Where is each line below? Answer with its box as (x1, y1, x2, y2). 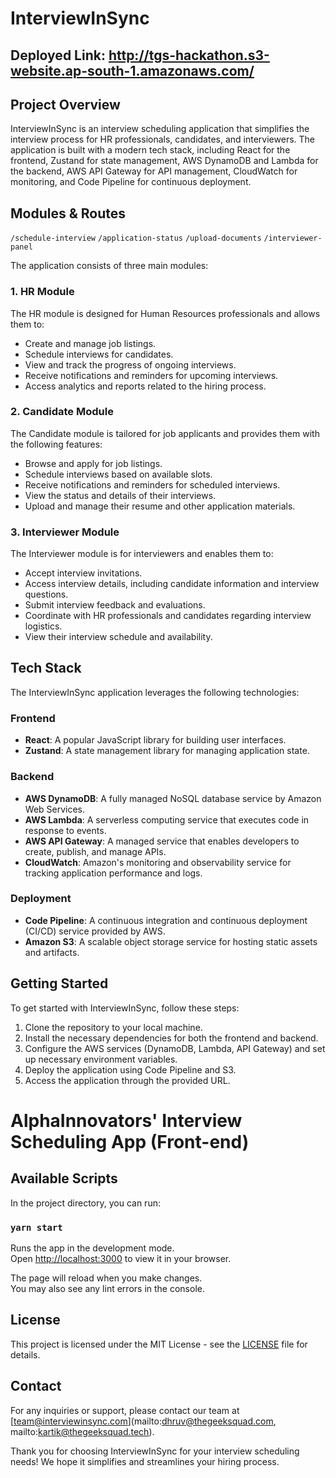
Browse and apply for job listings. (24, 457, 163, 469)
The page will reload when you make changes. (10, 1272, 203, 1284)
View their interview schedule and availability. (24, 631, 213, 643)
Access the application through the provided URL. (24, 1074, 231, 1086)
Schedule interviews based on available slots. (24, 468, 213, 480)
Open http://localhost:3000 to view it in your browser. (10, 1252, 232, 1264)
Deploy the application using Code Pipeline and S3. (24, 1063, 237, 1076)
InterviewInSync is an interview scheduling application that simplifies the (10, 123, 310, 135)
